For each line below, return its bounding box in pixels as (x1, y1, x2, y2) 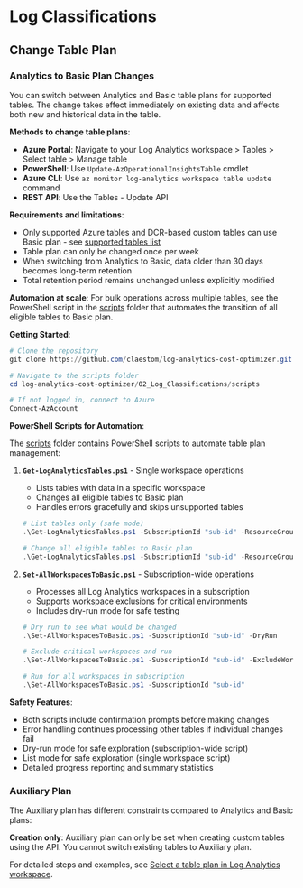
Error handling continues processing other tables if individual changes (22, 724, 284, 735)
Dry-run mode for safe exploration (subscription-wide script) (22, 743, 249, 754)
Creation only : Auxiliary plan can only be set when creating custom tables (9, 832, 286, 843)
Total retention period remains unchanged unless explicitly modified (22, 274, 275, 285)
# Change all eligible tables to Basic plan (22, 543, 193, 552)
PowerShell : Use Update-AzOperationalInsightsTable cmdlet (22, 162, 249, 173)
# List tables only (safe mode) (22, 519, 144, 529)
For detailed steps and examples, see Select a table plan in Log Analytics (9, 859, 281, 870)
